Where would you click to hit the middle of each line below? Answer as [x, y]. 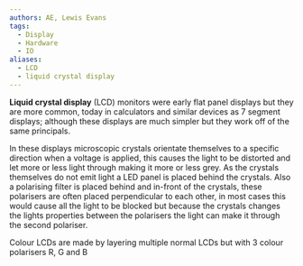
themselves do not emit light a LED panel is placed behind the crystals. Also [150, 177]
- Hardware [38, 43]
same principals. [40, 131]
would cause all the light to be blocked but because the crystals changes [145, 206]
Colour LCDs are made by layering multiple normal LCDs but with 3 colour [147, 242]
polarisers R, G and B [49, 252]
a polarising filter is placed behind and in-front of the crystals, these [136, 187]
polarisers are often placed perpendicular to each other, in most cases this [148, 196]
